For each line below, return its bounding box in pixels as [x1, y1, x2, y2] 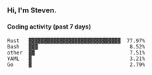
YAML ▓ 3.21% [7, 55, 146, 63]
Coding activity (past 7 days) [7, 22, 91, 31]
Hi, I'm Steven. [7, 5, 57, 15]
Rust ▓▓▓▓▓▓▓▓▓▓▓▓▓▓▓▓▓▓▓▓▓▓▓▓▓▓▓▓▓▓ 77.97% [7, 37, 146, 44]
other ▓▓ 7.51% [7, 50, 146, 57]
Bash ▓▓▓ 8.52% [7, 44, 146, 50]
